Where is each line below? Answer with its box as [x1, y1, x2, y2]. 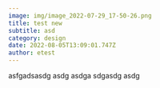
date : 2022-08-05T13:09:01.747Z [8, 42, 116, 50]
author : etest [8, 49, 56, 57]
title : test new [8, 19, 62, 27]
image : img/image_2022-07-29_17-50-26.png [8, 11, 152, 20]
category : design [8, 34, 66, 42]
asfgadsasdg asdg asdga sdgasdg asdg [8, 71, 140, 80]
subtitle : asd [8, 26, 56, 34]
